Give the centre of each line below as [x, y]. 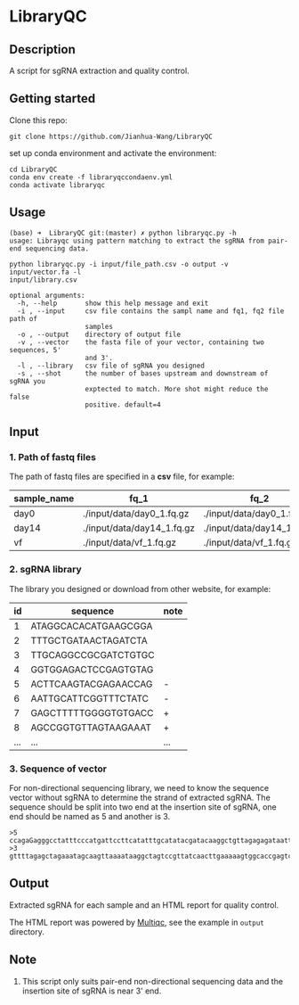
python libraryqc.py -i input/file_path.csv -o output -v [119, 264]
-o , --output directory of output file [99, 334]
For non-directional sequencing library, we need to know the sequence [139, 787]
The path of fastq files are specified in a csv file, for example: [122, 477]
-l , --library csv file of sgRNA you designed [111, 366]
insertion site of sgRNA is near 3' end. [92, 991]
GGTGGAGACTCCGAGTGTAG [92, 669]
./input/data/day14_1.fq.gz [139, 528]
